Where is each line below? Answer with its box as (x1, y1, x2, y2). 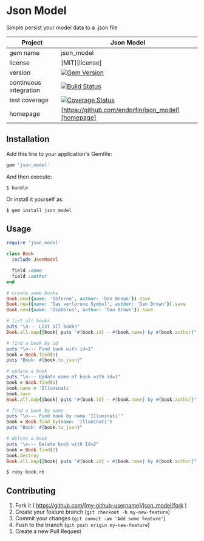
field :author (12, 273, 47, 279)
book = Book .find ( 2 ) (6, 447, 59, 453)
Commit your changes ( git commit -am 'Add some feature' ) (15, 515, 166, 522)
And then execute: (6, 173, 52, 180)
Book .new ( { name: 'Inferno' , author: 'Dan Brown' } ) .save (6, 295, 151, 302)
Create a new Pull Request (15, 528, 82, 535)
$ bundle (6, 185, 29, 191)
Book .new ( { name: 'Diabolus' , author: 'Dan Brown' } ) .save (6, 307, 154, 313)
